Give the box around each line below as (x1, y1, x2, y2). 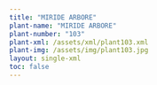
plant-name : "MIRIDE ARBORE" (9, 21, 117, 30)
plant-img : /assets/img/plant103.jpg (9, 46, 149, 55)
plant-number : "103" (9, 29, 86, 38)
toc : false (9, 63, 50, 72)
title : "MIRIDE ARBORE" (9, 12, 98, 22)
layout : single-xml (9, 54, 82, 63)
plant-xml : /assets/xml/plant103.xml (9, 37, 149, 47)
